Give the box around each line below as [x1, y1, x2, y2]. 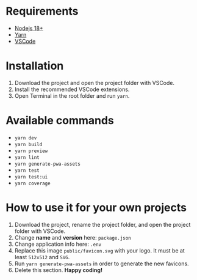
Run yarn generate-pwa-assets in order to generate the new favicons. [14, 260, 190, 267]
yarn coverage [14, 180, 51, 186]
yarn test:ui [14, 174, 48, 180]
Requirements [5, 4, 79, 18]
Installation [5, 59, 64, 73]
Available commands [5, 114, 114, 128]
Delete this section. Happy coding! [14, 266, 103, 273]
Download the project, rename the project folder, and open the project [14, 221, 191, 228]
